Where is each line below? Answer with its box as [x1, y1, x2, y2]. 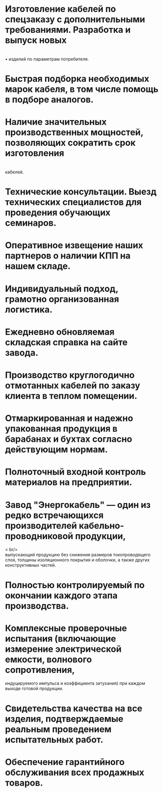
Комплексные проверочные [5, 623, 127, 634]
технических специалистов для [5, 197, 142, 208]
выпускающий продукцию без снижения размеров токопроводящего [5, 552, 151, 558]
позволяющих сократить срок [5, 137, 136, 148]
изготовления [5, 148, 65, 159]
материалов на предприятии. [5, 477, 132, 488]
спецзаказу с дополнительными [5, 14, 145, 25]
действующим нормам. [5, 444, 108, 455]
